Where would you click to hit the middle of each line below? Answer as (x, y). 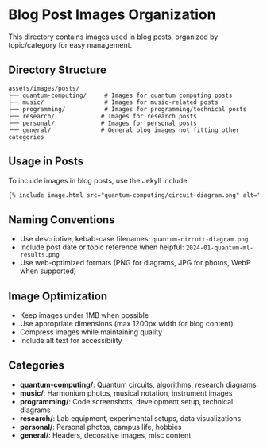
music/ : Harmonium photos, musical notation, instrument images (126, 393)
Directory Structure (58, 70)
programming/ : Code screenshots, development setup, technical (126, 401)
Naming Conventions (62, 220)
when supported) (48, 271)
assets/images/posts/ (44, 88)
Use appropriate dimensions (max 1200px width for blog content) (126, 324)
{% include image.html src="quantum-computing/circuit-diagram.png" (124, 195)
